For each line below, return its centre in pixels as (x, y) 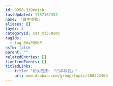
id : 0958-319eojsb (25, 10)
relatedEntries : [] (26, 57)
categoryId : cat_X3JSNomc (33, 33)
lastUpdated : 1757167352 (32, 15)
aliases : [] (18, 24)
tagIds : (13, 38)
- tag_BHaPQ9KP (26, 43)
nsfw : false (18, 48)
